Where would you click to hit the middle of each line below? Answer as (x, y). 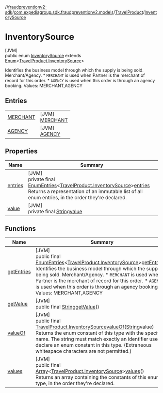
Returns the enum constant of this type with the (90, 333)
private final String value (55, 211)
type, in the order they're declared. (75, 383)
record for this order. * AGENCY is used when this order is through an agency (80, 80)
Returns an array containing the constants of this (91, 377)
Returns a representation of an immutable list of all (85, 191)
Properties (21, 151)
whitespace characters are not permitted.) (84, 351)
